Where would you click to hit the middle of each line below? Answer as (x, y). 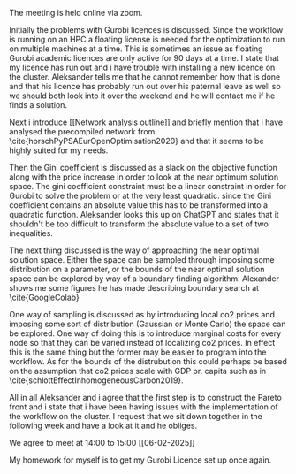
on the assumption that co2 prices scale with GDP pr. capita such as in (138, 371)
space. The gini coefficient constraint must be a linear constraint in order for (148, 186)
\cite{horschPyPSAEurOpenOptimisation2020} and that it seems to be (137, 141)
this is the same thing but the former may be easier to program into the (138, 352)
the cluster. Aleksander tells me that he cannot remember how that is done (145, 77)
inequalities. (31, 233)
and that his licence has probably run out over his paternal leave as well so (145, 86)
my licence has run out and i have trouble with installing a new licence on (142, 67)
